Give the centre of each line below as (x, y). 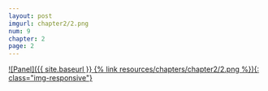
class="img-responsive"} (51, 78)
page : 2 (22, 46)
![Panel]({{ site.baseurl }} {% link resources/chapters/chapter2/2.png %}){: (134, 69)
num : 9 (19, 31)
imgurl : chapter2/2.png (49, 24)
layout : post (30, 16)
